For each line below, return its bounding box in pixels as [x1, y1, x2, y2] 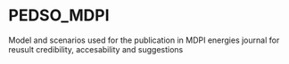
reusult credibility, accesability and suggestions [8, 44, 184, 54]
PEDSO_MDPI [8, 5, 110, 26]
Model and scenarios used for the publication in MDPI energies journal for [8, 35, 280, 45]
